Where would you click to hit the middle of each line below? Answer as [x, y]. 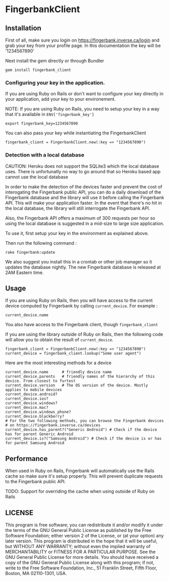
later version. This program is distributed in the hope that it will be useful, [81, 541]
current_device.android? [31, 394]
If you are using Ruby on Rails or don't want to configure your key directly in [84, 94]
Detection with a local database [45, 155]
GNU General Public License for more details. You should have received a [82, 557]
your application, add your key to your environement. [60, 99]
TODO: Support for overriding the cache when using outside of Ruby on [80, 491]
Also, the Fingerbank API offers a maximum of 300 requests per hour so [80, 218]
